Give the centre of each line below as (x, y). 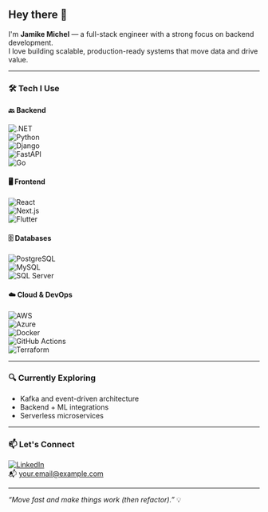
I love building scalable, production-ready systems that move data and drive (133, 51)
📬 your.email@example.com (56, 474)
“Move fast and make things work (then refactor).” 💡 (95, 500)
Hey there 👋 (38, 15)
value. (18, 59)
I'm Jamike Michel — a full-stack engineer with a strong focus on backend (131, 34)
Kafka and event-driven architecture (79, 398)
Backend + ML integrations (64, 407)
